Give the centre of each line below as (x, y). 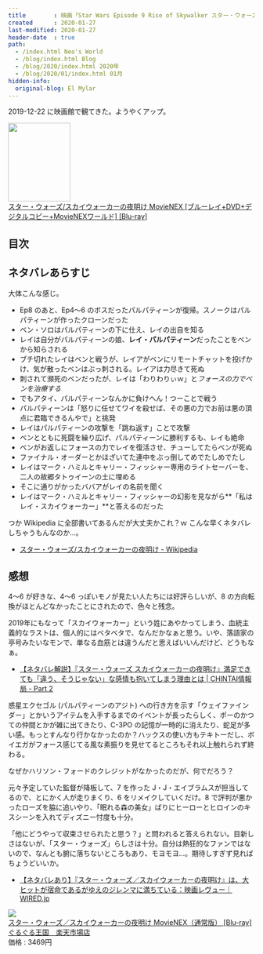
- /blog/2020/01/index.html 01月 (69, 74)
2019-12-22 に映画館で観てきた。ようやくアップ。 (89, 111)
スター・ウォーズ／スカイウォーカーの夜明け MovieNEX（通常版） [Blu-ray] (130, 923)
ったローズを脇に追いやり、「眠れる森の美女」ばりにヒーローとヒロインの (126, 807)
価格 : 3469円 (30, 942)
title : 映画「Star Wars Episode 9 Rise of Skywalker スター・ (121, 15)
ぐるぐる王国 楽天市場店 (49, 932)
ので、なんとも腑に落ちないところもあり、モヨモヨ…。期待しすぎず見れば (134, 854)
